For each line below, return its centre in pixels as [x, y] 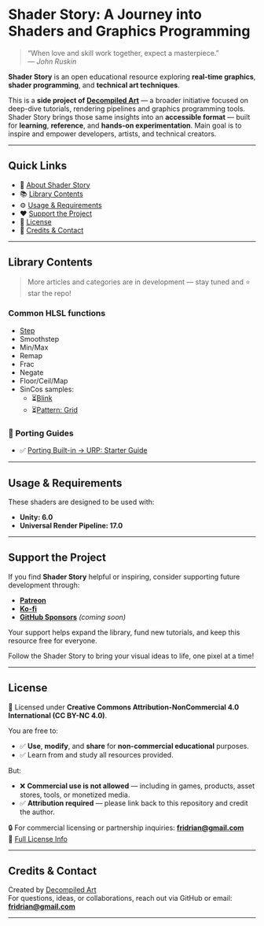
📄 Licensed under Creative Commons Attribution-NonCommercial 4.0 [124, 707]
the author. [37, 812]
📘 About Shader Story [55, 185]
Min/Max [34, 347]
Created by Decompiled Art [52, 890]
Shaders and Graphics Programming [129, 31]
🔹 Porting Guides [41, 433]
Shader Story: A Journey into [105, 15]
